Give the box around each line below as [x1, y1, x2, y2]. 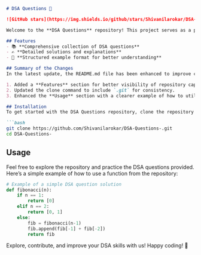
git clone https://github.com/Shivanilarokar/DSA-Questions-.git [6, 125, 172, 131]
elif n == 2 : [17, 204, 50, 210]
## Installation [6, 103, 47, 110]
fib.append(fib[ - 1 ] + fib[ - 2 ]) [28, 226, 106, 232]
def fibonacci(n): [6, 187, 52, 193]
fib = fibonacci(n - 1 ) [28, 220, 82, 226]
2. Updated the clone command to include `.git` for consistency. [6, 87, 175, 93]
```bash [6, 120, 26, 126]
